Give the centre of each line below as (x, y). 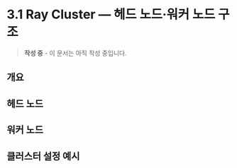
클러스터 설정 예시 (43, 156)
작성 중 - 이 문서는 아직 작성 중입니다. (75, 53)
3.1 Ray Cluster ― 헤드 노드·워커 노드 (111, 14)
